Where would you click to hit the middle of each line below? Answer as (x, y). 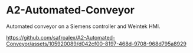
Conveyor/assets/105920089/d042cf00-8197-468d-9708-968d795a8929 (97, 44)
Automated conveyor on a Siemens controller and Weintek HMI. (83, 26)
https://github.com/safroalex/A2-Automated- (61, 37)
